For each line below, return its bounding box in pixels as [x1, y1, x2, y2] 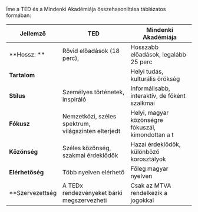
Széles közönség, [62, 144, 111, 152]
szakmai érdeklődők [62, 151, 118, 159]
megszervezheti [62, 196, 107, 204]
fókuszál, [130, 124, 156, 131]
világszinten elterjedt [62, 127, 121, 135]
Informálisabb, [130, 84, 170, 92]
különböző [130, 148, 160, 155]
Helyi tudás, [130, 68, 164, 75]
